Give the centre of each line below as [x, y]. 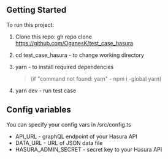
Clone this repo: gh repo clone [54, 37]
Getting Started [36, 10]
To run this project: [30, 24]
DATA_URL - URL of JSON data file [59, 142]
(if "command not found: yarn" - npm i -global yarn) [96, 78]
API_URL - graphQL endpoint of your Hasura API [76, 136]
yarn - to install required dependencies [64, 67]
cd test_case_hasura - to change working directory [80, 55]
